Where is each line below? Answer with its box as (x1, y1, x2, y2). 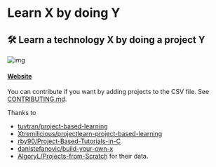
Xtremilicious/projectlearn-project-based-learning (17, 130, 163, 138)
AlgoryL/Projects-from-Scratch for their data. (17, 152, 149, 161)
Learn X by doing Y (7, 5, 121, 21)
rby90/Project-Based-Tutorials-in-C (17, 137, 121, 145)
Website (7, 72, 32, 80)
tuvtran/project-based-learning (17, 122, 108, 131)
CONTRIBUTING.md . (7, 95, 67, 103)
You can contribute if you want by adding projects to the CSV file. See (7, 88, 210, 96)
